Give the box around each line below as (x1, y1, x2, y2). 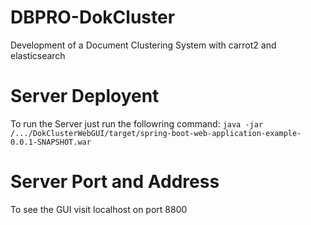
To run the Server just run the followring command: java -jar (10, 117, 264, 130)
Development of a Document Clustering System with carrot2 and (10, 39, 277, 51)
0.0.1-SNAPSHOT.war (10, 137, 92, 147)
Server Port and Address (10, 171, 220, 193)
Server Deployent (10, 85, 160, 108)
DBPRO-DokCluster (10, 6, 176, 29)
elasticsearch (10, 49, 66, 61)
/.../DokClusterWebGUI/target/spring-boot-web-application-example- (10, 128, 302, 138)
